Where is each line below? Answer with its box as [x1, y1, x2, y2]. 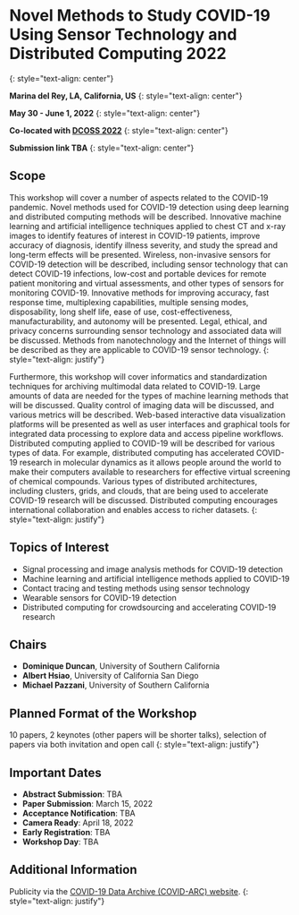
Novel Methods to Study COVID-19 [9, 5, 270, 26]
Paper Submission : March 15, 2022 [21, 799, 154, 808]
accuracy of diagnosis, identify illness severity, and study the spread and [9, 239, 278, 251]
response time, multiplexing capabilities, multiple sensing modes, [9, 296, 249, 307]
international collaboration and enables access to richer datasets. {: [9, 504, 258, 515]
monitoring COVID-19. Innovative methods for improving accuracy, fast [9, 287, 270, 298]
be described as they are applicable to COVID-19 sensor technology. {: [9, 344, 270, 355]
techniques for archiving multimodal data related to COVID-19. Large [9, 381, 261, 391]
